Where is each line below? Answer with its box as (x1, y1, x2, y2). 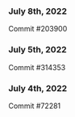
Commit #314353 (8, 62, 66, 72)
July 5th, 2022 (8, 44, 67, 56)
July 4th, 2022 (8, 82, 68, 94)
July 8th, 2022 (8, 6, 67, 17)
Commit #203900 (8, 24, 68, 34)
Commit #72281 (8, 101, 61, 111)
